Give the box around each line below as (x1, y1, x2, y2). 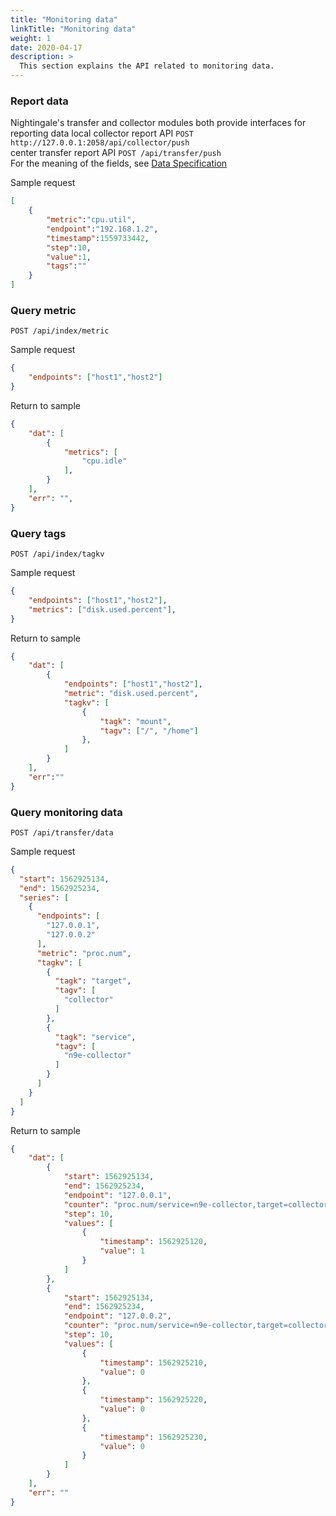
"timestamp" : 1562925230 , (99, 1432, 208, 1442)
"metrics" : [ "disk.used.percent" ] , (28, 604, 177, 615)
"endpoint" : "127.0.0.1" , (63, 1190, 172, 1200)
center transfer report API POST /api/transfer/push (10, 147, 222, 159)
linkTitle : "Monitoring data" (10, 24, 137, 34)
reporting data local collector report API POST (10, 127, 194, 140)
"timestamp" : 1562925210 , (99, 1357, 208, 1368)
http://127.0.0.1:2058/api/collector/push (10, 138, 190, 148)
